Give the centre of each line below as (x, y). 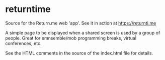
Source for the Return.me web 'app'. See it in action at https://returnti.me (81, 23)
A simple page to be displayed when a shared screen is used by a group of (83, 32)
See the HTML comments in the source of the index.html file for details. (79, 53)
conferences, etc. (23, 43)
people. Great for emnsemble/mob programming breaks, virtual (71, 38)
